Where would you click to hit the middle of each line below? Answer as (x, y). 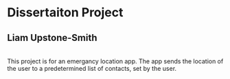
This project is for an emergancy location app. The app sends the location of (115, 61)
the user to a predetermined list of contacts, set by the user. (92, 68)
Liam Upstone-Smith (52, 38)
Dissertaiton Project (65, 13)
